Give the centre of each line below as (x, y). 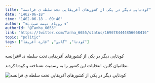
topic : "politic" (23, 38)
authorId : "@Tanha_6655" (31, 28)
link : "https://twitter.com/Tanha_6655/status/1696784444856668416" (77, 33)
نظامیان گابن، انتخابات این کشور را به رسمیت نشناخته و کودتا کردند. (67, 65)
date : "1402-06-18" (25, 14)
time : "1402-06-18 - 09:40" (34, 19)
